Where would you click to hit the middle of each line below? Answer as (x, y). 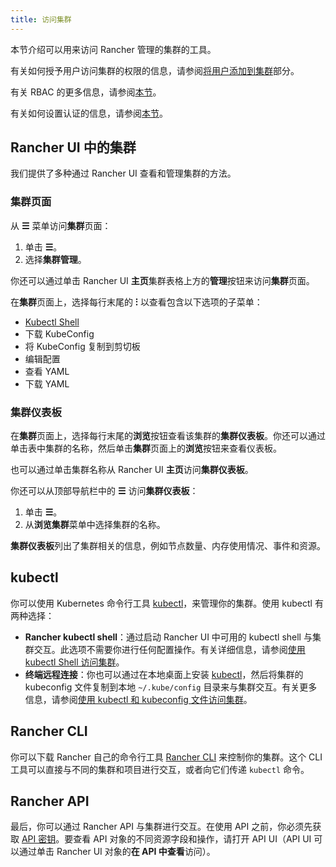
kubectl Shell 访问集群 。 (74, 662)
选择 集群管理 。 (55, 259)
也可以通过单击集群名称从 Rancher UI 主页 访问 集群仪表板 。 (132, 470)
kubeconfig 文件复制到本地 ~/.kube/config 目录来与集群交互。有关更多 (171, 687)
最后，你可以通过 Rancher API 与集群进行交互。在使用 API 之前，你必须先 (161, 827)
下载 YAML (47, 383)
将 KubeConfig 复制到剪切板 (82, 346)
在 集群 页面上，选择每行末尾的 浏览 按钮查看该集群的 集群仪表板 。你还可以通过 (168, 436)
